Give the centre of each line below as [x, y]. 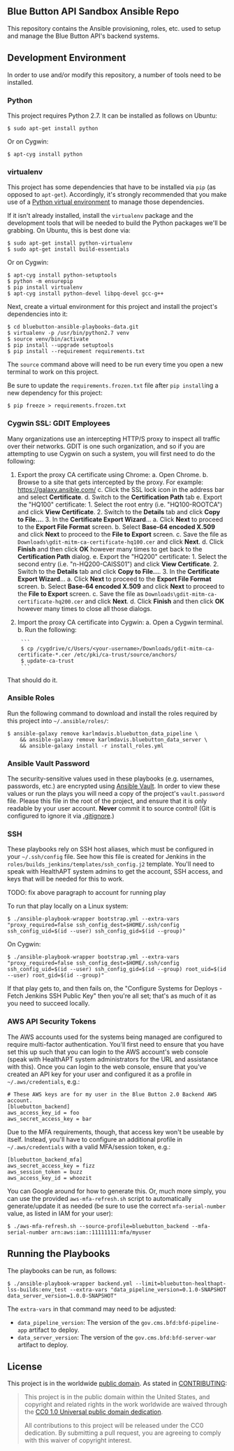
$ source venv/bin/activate [48, 339]
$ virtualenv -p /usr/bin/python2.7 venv [68, 333]
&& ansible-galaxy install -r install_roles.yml [92, 745]
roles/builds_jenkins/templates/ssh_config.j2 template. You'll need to [111, 864]
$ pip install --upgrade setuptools [60, 345]
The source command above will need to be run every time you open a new [115, 364]
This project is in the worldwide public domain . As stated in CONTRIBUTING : [117, 1384]
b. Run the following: [47, 629]
